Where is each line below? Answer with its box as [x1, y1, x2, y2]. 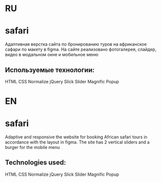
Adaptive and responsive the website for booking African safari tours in [5, 134, 148, 140]
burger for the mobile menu [5, 145, 60, 150]
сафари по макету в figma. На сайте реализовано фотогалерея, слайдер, [5, 47, 157, 53]
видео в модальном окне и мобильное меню [5, 52, 98, 57]
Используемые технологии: [5, 66, 95, 74]
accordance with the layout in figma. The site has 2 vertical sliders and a [5, 139, 150, 145]
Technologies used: [5, 159, 66, 167]
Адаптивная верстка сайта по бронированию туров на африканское [5, 41, 147, 47]
